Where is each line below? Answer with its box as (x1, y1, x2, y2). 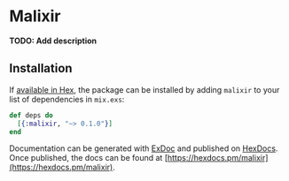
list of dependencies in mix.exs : (9, 94, 125, 104)
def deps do (9, 110, 53, 120)
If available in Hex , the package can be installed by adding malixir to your (9, 84, 280, 94)
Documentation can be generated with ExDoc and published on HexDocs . (9, 143, 278, 154)
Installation (9, 61, 73, 76)
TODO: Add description (9, 35, 98, 46)
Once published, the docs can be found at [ (9, 153, 168, 163)
